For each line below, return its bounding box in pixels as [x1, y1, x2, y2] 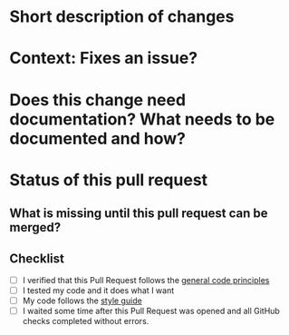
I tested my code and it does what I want [22, 285, 175, 296]
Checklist [9, 251, 65, 266]
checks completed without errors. [22, 316, 149, 327]
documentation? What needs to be [9, 109, 275, 129]
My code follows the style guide [22, 295, 142, 306]
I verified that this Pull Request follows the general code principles [22, 274, 270, 285]
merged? [9, 220, 62, 235]
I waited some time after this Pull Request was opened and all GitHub [22, 306, 281, 317]
